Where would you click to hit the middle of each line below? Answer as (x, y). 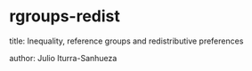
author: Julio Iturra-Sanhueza (63, 58)
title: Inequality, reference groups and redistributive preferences (126, 41)
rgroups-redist (65, 16)
